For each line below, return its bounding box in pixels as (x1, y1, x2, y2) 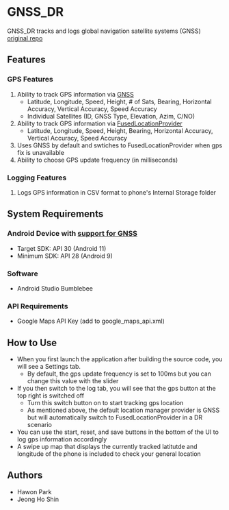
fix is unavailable (16, 148, 65, 156)
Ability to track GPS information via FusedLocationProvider (16, 119, 183, 127)
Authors (7, 470, 43, 481)
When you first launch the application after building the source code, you (16, 355, 223, 363)
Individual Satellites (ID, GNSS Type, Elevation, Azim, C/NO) (27, 112, 196, 120)
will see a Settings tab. (16, 363, 81, 371)
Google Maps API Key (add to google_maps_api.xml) (16, 317, 165, 326)
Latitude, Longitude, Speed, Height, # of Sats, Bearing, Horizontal (27, 97, 212, 106)
